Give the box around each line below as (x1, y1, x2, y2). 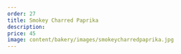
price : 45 (7, 29, 36, 37)
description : (7, 23, 46, 30)
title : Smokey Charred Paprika (7, 17, 99, 24)
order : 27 (7, 10, 36, 18)
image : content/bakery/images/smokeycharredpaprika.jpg (7, 36, 174, 43)
